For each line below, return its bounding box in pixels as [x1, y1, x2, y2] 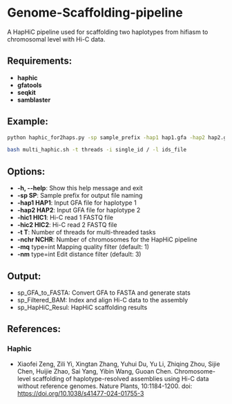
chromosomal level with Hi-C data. [7, 35, 106, 43]
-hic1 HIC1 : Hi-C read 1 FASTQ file [17, 213, 114, 222]
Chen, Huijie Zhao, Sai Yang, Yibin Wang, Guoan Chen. [17, 367, 173, 375]
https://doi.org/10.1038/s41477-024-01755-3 [17, 389, 144, 397]
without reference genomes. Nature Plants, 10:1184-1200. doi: [17, 382, 193, 390]
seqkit [17, 88, 36, 96]
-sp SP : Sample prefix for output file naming [17, 192, 143, 200]
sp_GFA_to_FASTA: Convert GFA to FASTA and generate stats [17, 288, 191, 297]
